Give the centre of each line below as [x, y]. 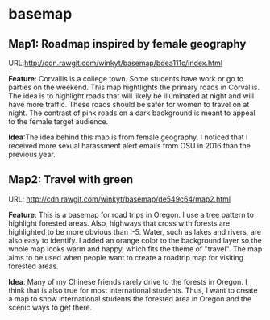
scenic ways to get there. [50, 307]
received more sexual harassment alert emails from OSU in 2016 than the [130, 145]
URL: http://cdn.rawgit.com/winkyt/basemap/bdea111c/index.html [116, 63]
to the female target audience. [58, 121]
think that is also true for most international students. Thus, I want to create [133, 290]
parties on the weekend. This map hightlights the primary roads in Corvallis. [134, 87]
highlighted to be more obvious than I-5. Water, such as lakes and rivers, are [135, 231]
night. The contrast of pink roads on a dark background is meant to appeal [132, 113]
